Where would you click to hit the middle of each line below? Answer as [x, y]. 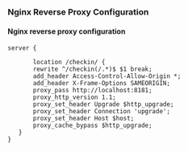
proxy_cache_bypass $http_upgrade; [92, 126]
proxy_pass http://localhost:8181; [92, 91]
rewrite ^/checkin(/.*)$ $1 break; [92, 69]
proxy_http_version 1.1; [74, 98]
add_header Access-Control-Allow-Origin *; [107, 76]
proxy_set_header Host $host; [84, 119]
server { [22, 48]
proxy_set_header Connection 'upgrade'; [102, 112]
